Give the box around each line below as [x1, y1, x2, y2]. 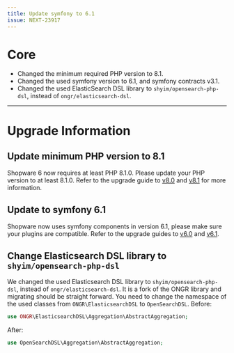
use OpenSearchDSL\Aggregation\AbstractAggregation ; [7, 339, 164, 346]
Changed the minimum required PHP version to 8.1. [17, 70, 164, 78]
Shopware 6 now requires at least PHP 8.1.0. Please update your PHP [7, 168, 205, 178]
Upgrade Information [7, 123, 131, 139]
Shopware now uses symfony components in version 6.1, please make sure [7, 222, 222, 230]
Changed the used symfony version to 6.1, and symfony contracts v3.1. [17, 77, 220, 86]
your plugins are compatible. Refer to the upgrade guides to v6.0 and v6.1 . [7, 230, 219, 238]
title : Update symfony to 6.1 [7, 10, 95, 17]
